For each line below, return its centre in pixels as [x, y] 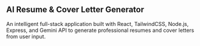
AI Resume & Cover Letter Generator [75, 10]
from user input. [26, 36]
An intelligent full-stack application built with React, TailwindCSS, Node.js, [97, 24]
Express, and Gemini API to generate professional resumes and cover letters [100, 30]
